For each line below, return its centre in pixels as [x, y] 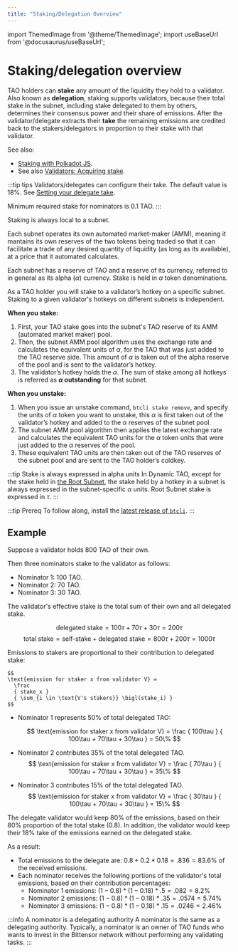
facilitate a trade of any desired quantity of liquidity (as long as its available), [119, 249]
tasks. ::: [20, 942]
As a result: [24, 847]
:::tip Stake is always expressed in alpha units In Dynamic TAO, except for [114, 474]
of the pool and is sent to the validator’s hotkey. [87, 365]
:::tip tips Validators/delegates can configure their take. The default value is [117, 184]
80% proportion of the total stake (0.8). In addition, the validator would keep [119, 825]
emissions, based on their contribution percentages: [94, 883]
